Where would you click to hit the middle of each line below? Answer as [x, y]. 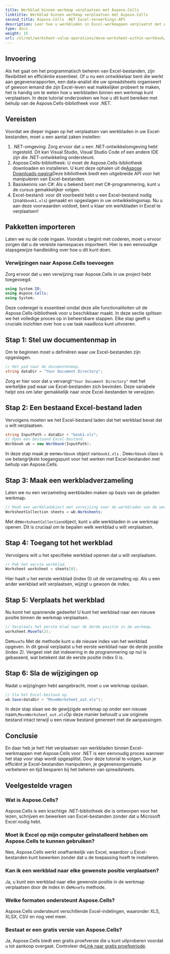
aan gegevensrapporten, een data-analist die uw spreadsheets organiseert [83, 82]
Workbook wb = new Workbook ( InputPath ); [49, 444]
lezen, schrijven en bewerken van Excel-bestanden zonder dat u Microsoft [83, 816]
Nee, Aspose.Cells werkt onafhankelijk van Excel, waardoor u [69, 852]
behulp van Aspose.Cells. [32, 464]
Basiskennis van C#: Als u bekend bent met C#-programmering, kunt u [86, 184]
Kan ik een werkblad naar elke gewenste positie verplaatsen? [82, 870]
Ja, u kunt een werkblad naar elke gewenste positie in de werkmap [75, 882]
